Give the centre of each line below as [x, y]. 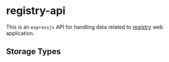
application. [20, 33]
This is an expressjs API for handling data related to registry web [85, 27]
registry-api [36, 11]
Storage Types [34, 52]
